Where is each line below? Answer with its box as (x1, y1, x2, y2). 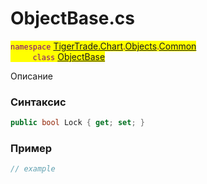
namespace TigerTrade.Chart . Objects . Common (10, 40, 197, 52)
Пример (10, 142, 53, 156)
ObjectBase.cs (10, 7, 135, 30)
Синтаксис (10, 95, 67, 109)
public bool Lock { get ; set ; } (10, 118, 145, 128)
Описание (10, 70, 53, 82)
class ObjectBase (32, 50, 106, 62)
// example (10, 164, 56, 174)
